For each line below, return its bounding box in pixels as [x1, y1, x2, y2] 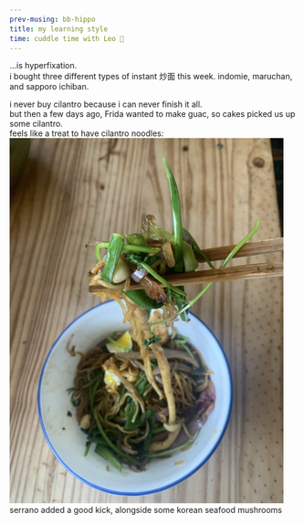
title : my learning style [9, 24, 108, 34]
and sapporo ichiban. [9, 81, 89, 92]
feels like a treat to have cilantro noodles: [9, 128, 164, 139]
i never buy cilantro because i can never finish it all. [9, 99, 203, 110]
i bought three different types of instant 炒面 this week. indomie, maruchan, [9, 71, 293, 82]
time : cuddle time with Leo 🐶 [9, 34, 125, 43]
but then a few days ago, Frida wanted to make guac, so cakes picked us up [9, 109, 296, 120]
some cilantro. [9, 119, 64, 130]
